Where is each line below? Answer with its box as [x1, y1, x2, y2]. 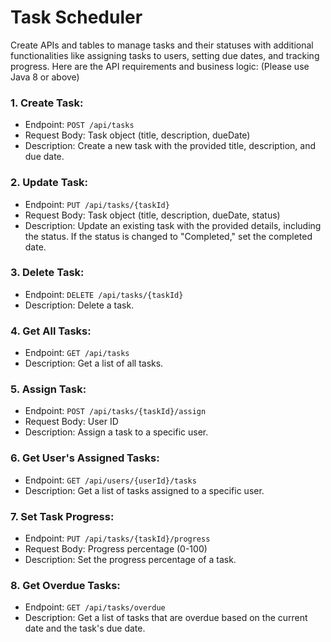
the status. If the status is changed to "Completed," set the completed [24, 230, 313, 242]
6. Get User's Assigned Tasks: [10, 451, 160, 465]
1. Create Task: [10, 96, 84, 110]
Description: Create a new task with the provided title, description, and [24, 140, 317, 152]
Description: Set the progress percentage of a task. [24, 554, 237, 566]
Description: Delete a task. [24, 299, 135, 311]
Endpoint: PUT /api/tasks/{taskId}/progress [24, 532, 211, 545]
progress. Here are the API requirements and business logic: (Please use [10, 60, 310, 72]
